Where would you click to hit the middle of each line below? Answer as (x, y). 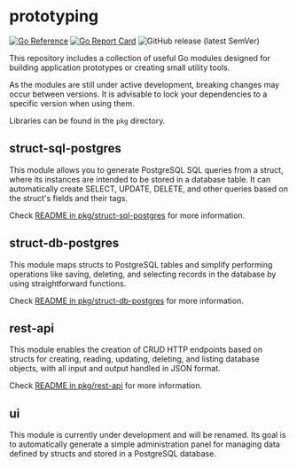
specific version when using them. (72, 103)
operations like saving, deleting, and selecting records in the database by (143, 274)
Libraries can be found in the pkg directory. (87, 121)
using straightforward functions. (68, 283)
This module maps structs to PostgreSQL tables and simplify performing (141, 264)
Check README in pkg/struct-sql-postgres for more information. (127, 215)
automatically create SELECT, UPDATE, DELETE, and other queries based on (148, 189)
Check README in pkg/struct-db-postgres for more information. (126, 300)
